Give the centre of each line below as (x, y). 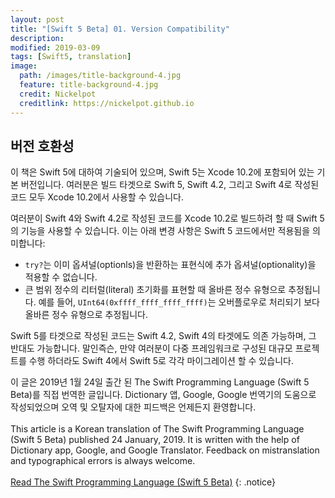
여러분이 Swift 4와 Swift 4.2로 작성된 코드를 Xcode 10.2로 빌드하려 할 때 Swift (164, 218)
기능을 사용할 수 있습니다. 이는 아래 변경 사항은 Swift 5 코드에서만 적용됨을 (165, 231)
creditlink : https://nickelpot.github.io (107, 103)
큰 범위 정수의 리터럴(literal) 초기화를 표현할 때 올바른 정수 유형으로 (155, 290)
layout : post (37, 19)
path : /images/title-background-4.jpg (100, 76)
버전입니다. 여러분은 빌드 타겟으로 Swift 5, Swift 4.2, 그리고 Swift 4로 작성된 (170, 185)
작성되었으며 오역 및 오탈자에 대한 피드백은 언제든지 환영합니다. (133, 407)
